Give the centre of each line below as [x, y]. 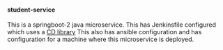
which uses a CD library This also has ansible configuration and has [105, 32]
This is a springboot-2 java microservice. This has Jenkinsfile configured [112, 25]
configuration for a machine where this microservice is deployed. [101, 39]
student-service [31, 10]
